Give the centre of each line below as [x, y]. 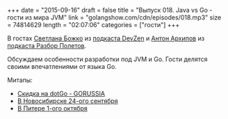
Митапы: [20, 80]
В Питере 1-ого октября [52, 108]
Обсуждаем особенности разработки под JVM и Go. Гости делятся [107, 59]
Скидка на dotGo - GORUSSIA [61, 94]
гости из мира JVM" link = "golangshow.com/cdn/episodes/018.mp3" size [114, 17]
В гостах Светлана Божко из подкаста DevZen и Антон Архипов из [106, 38]
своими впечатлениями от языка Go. [62, 66]
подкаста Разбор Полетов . [47, 46]
